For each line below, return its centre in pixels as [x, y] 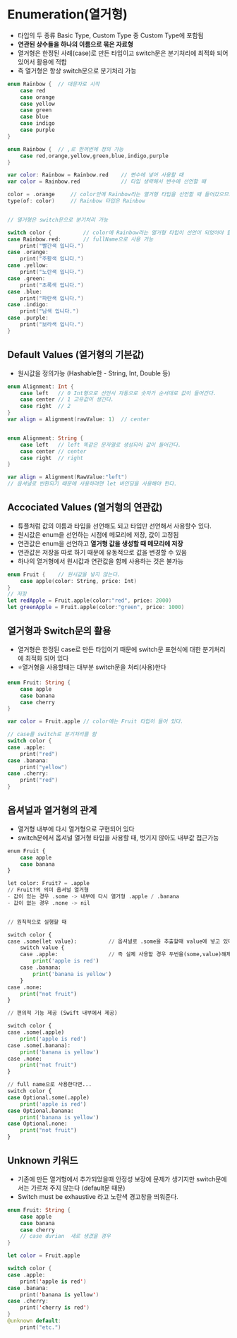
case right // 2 [45, 406]
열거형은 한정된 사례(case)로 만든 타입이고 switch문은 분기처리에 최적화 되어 [123, 53]
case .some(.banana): [39, 1045]
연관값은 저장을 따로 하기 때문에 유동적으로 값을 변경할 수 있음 [102, 552]
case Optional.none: [38, 1124]
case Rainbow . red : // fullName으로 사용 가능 [80, 239]
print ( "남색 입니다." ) [50, 311]
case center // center [53, 451]
